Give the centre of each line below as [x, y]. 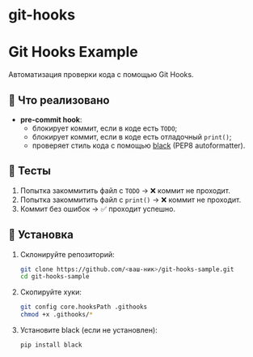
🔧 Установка [41, 235]
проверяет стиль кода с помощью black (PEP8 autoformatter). [139, 145]
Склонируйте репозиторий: [67, 254]
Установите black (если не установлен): [89, 330]
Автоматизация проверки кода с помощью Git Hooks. [101, 75]
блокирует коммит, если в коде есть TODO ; [105, 128]
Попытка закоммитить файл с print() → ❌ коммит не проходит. [131, 200]
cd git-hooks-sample [55, 277]
